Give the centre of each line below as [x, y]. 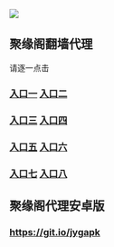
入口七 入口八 [38, 173]
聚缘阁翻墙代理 [51, 44]
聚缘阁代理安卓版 [57, 206]
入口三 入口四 [38, 120]
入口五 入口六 [38, 147]
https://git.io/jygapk [55, 232]
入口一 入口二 [38, 94]
